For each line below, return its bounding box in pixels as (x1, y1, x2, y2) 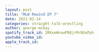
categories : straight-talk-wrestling (5, 21, 83, 26)
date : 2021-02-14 (5, 16, 41, 21)
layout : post (5, 7, 32, 12)
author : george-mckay (5, 26, 50, 31)
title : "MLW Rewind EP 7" (5, 12, 58, 17)
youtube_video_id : (5, 35, 43, 40)
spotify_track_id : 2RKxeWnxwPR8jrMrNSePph (5, 30, 94, 35)
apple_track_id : (5, 40, 39, 45)
